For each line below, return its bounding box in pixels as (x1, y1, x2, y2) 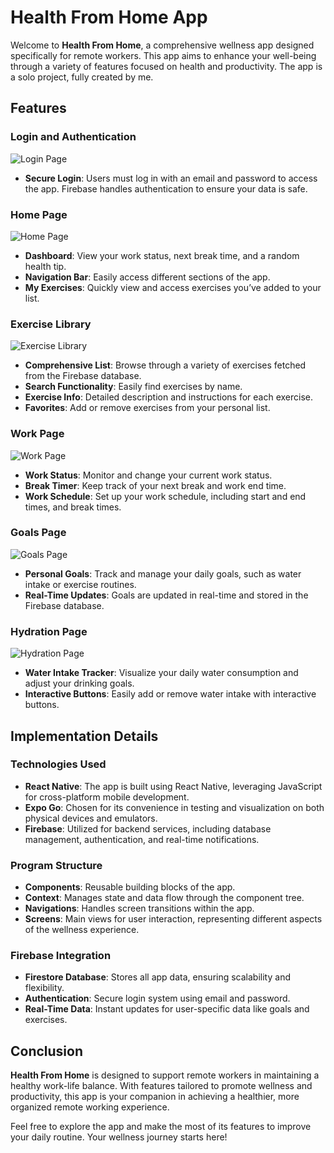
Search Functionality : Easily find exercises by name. (24, 381, 243, 393)
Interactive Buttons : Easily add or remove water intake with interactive (24, 688, 317, 700)
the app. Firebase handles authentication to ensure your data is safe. (24, 182, 308, 195)
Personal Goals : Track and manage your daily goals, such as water (24, 567, 302, 580)
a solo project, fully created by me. (10, 71, 154, 83)
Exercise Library (10, 317, 92, 331)
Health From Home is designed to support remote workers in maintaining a (10, 1069, 320, 1081)
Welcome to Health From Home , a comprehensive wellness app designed (10, 39, 315, 51)
